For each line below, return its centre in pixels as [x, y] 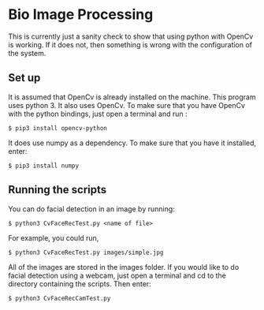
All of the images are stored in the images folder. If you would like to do [124, 267]
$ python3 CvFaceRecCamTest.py [59, 298]
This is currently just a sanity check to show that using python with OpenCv [131, 36]
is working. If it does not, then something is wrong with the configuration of [130, 44]
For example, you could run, [54, 237]
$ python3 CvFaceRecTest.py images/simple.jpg [86, 252]
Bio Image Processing [81, 15]
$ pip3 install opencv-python [58, 128]
